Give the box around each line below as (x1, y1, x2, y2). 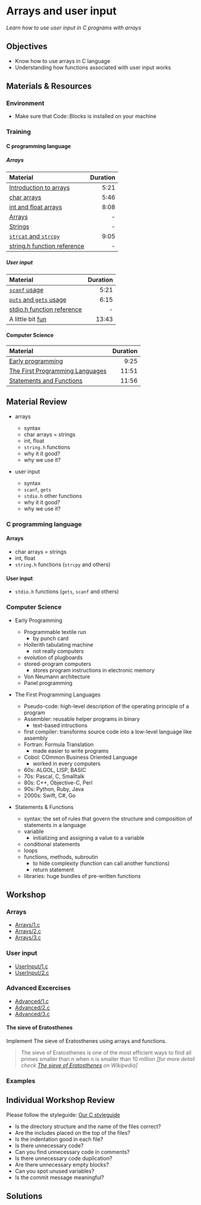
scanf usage (9, 286, 44, 294)
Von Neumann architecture (23, 673, 90, 680)
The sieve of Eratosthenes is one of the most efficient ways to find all (20, 1049, 191, 1056)
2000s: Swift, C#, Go (23, 792, 76, 799)
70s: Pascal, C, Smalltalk (23, 773, 85, 780)
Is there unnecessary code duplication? (14, 1155, 112, 1162)
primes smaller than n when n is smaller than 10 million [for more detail (20, 1056, 195, 1063)
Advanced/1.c (14, 997, 49, 1005)
